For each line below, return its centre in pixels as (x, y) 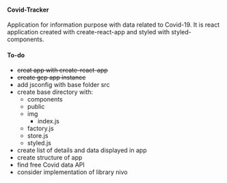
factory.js (40, 129)
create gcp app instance (51, 77)
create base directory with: (55, 92)
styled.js (39, 143)
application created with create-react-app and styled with (89, 32)
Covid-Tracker (28, 10)
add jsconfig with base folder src (63, 85)
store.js (38, 136)
